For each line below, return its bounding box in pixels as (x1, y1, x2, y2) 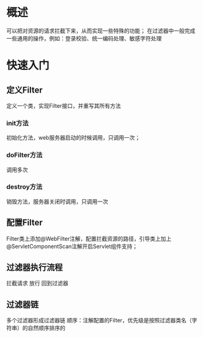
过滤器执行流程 (6, 262, 63, 273)
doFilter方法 (6, 151, 43, 159)
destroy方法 (6, 183, 43, 191)
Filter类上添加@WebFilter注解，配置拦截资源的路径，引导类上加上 (6, 235, 172, 242)
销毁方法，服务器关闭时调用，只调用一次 (6, 197, 108, 205)
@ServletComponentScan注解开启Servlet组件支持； (6, 243, 138, 250)
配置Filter (6, 218, 43, 228)
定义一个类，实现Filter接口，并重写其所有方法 (6, 102, 121, 109)
